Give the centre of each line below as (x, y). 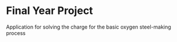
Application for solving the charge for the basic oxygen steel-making (88, 27)
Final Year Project (50, 11)
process (16, 33)
